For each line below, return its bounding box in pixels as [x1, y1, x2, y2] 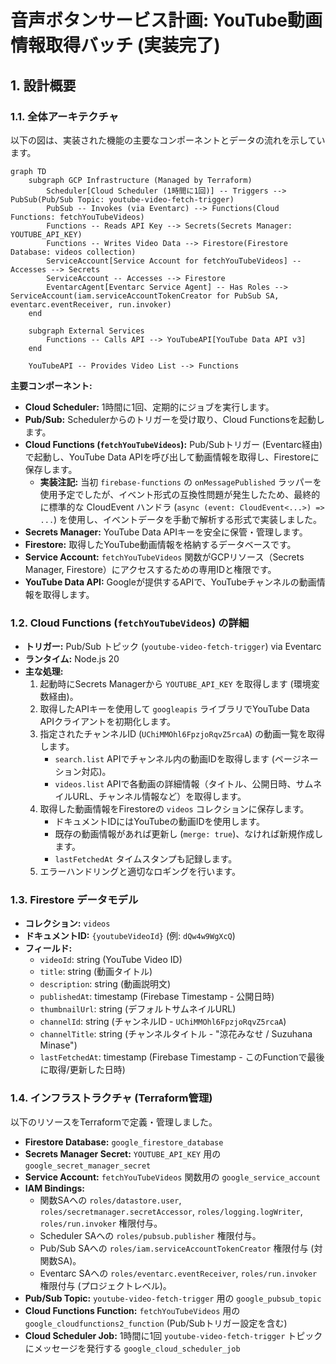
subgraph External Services [28, 326, 145, 336]
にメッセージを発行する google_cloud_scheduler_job [24, 1342, 241, 1354]
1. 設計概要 [10, 77, 77, 94]
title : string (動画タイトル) [39, 966, 153, 978]
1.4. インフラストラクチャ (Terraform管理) [10, 1091, 213, 1105]
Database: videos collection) [10, 247, 137, 257]
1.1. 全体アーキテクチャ [10, 109, 120, 123]
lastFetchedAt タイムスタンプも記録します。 [54, 853, 238, 865]
